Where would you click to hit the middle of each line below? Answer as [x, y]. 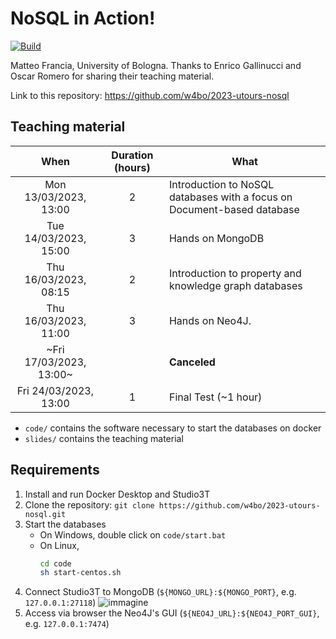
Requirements [55, 470]
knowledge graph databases [235, 285]
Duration [132, 155]
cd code [55, 563]
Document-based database [234, 209]
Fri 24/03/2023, [55, 390]
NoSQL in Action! [83, 18]
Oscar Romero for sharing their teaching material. [112, 76]
